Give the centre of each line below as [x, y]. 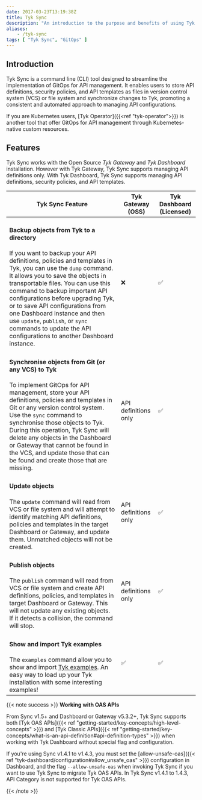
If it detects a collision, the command [61, 619]
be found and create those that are [58, 460]
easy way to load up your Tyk [50, 675]
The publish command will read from [61, 581]
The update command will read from [60, 502]
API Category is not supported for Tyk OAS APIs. [66, 779]
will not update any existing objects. [60, 611]
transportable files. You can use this [60, 283]
